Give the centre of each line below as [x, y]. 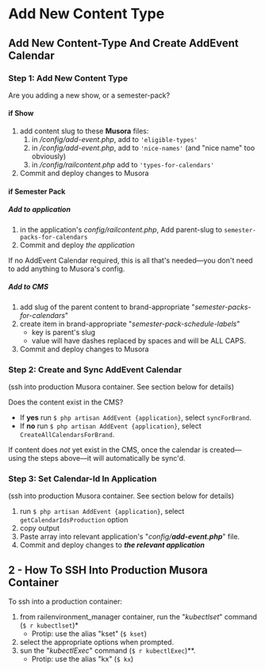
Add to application [40, 209]
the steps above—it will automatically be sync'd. [106, 458]
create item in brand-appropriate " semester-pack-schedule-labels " [130, 324]
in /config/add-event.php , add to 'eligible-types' [115, 140]
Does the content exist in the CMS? [66, 402]
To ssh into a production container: [65, 602]
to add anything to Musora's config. [67, 268]
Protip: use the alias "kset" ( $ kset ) [89, 634]
